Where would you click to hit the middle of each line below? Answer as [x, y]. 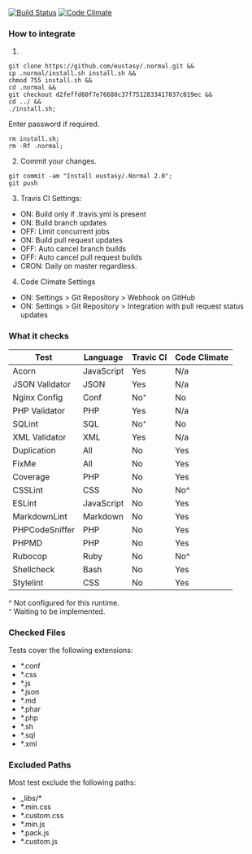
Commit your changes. [58, 161]
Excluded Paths [40, 764]
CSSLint [28, 490]
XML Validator [39, 437]
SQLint [26, 423]
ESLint [25, 503]
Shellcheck [34, 569]
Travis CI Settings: [51, 199]
